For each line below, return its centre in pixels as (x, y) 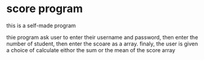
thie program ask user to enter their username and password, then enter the (102, 37)
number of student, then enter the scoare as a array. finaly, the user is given (102, 44)
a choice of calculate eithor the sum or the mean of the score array (91, 50)
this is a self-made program (41, 25)
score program (45, 9)
